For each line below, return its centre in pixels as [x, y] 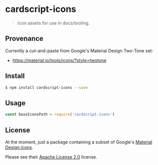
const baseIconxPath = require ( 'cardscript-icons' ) [60, 115]
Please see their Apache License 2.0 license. [51, 157]
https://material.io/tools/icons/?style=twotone [59, 60]
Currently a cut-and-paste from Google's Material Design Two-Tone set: [79, 50]
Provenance [24, 39]
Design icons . [19, 147]
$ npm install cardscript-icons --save [47, 87]
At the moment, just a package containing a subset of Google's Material [79, 142]
